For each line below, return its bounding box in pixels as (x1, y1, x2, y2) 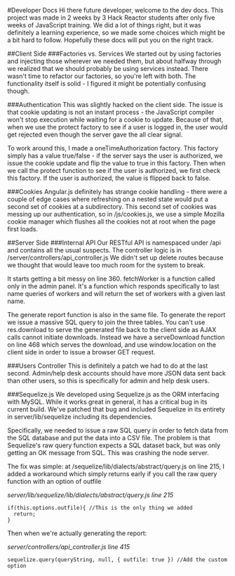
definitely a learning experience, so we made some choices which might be (7, 28, 226, 37)
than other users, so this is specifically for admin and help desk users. (7, 376, 210, 385)
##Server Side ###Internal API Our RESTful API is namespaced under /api (7, 238, 221, 247)
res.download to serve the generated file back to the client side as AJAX (7, 326, 217, 333)
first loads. (7, 225, 39, 233)
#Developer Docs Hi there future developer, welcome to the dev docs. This (7, 6, 224, 14)
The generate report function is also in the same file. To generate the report (7, 311, 226, 319)
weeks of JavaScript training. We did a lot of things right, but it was (7, 21, 201, 29)
